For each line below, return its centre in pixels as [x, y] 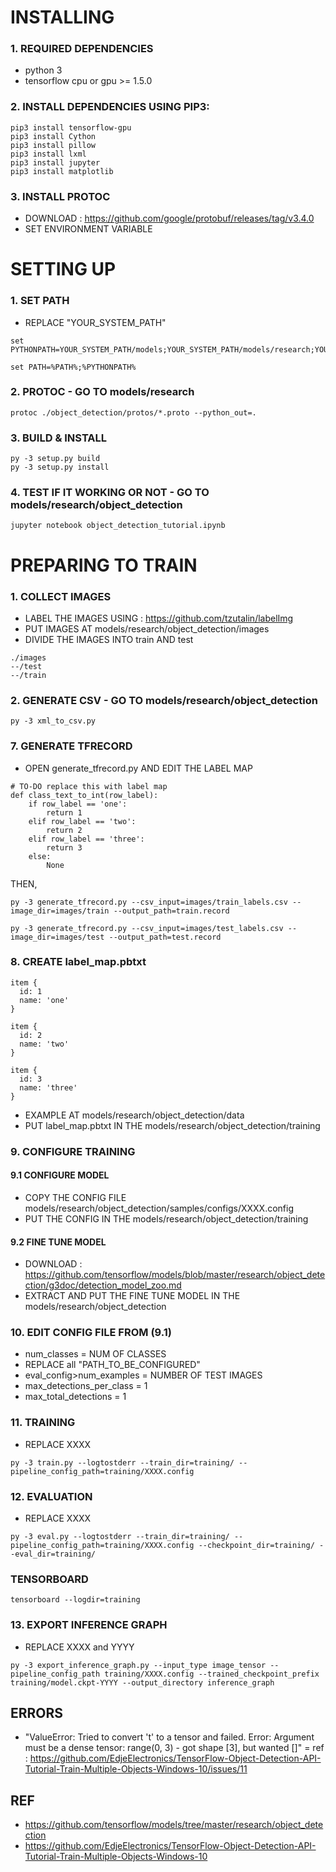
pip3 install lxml [48, 154]
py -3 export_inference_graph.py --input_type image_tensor [138, 1665]
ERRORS [37, 1713]
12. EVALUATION [51, 1496]
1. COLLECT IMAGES [61, 596]
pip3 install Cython [53, 136]
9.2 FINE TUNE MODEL [58, 1242]
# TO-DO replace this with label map [89, 786]
